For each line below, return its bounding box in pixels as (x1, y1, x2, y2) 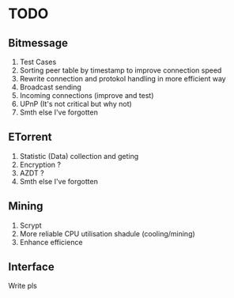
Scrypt (19, 221, 42, 230)
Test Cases (19, 57, 57, 66)
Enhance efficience (19, 237, 83, 247)
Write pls (8, 281, 38, 291)
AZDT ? (19, 168, 45, 178)
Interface (8, 260, 55, 273)
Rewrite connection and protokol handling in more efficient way (19, 74, 227, 83)
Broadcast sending (19, 82, 81, 92)
